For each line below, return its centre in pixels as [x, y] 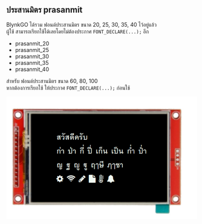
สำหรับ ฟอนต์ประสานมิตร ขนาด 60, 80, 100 [52, 81]
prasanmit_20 [32, 43]
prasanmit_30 [32, 56]
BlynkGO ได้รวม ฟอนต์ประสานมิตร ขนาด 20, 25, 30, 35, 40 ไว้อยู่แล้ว [82, 24]
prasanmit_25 [32, 50]
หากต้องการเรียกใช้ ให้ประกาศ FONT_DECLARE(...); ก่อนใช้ [68, 88]
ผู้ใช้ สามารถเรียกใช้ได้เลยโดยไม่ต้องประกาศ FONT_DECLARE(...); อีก [78, 31]
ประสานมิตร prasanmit [44, 10]
